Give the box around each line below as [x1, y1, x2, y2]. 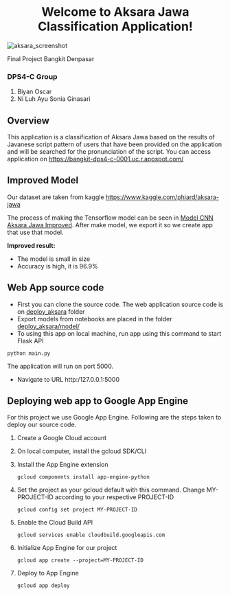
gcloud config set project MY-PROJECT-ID [16, 506, 137, 514]
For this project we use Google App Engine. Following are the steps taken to [7, 413, 222, 422]
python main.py [7, 349, 51, 357]
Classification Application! [37, 19, 194, 34]
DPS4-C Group [7, 71, 58, 81]
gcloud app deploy [16, 582, 70, 589]
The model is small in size [16, 255, 91, 263]
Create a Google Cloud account [16, 434, 107, 442]
